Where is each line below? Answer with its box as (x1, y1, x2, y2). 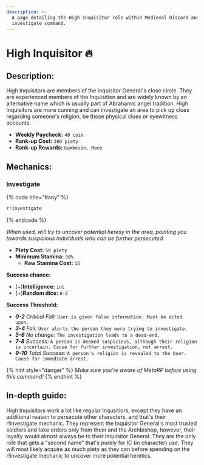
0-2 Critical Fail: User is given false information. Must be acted (15, 312, 183, 320)
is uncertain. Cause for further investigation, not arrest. (15, 344, 174, 350)
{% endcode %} (6, 216, 47, 224)
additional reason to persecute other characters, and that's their (6, 413, 166, 420)
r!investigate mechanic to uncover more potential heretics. (6, 452, 152, 459)
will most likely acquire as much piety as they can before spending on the (6, 445, 190, 453)
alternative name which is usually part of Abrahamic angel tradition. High (6, 100, 188, 107)
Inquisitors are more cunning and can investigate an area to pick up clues (6, 106, 190, 114)
